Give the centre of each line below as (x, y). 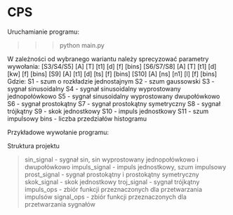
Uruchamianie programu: (43, 32)
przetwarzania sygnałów (60, 204)
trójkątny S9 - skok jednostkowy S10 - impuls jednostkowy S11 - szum (108, 111)
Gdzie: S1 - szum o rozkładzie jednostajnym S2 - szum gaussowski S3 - (111, 81)
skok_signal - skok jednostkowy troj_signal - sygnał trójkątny (112, 182)
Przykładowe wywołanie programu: (58, 132)
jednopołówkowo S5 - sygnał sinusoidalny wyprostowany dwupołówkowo (114, 96)
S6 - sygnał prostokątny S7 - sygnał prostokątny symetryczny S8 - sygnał (114, 103)
